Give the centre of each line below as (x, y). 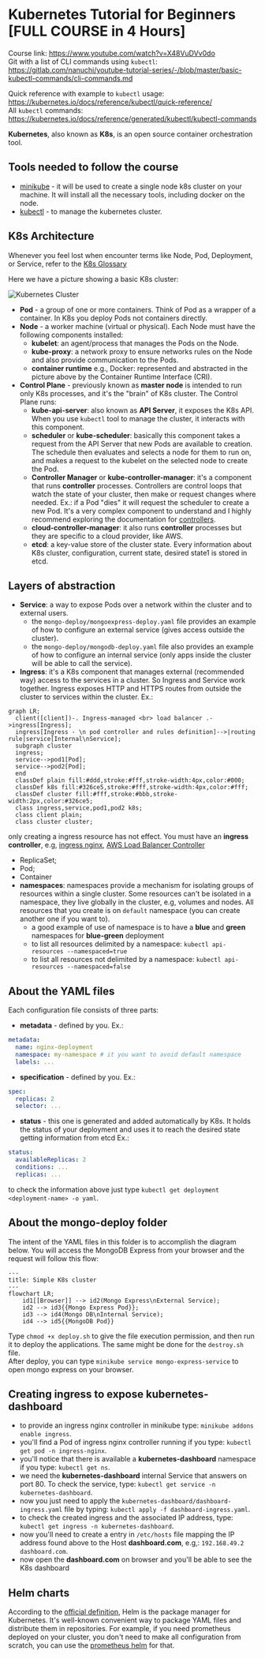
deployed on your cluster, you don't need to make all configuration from (125, 1637)
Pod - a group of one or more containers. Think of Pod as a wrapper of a (138, 309)
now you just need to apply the (70, 1501)
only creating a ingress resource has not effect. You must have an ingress (129, 836)
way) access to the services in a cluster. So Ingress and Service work (132, 680)
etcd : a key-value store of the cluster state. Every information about (142, 544)
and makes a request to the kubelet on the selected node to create (140, 460)
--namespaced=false (99, 967)
